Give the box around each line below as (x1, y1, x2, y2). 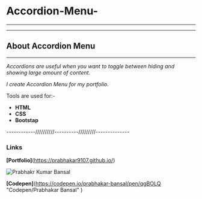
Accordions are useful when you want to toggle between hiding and (6, 62, 175, 70)
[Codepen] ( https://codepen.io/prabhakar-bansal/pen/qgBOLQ (6, 180, 161, 187)
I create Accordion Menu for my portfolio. (6, 80, 109, 88)
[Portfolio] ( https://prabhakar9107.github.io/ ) (6, 157, 115, 164)
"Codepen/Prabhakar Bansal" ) (6, 186, 83, 194)
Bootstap (14, 116, 39, 123)
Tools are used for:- (6, 92, 55, 99)
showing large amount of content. (6, 69, 91, 76)
